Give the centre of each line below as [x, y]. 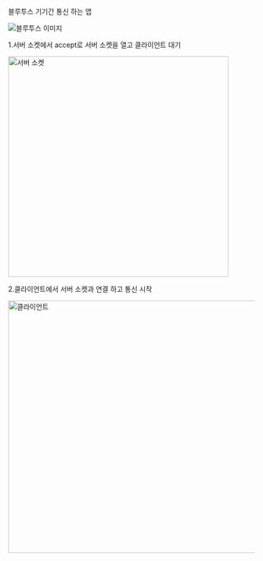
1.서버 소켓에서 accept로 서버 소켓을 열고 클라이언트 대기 [95, 45]
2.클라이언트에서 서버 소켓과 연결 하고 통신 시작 [80, 289]
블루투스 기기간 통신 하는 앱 [50, 11]
